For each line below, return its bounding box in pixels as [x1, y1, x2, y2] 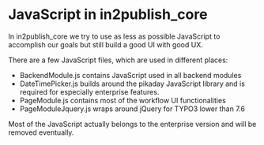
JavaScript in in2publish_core [8, 6, 208, 24]
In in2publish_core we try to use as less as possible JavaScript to [8, 32, 221, 41]
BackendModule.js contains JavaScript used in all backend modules [19, 70, 242, 80]
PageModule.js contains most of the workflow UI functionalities [19, 95, 227, 105]
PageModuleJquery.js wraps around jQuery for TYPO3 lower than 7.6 [19, 104, 245, 113]
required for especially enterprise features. [19, 87, 160, 96]
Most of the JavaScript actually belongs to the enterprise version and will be [8, 119, 257, 128]
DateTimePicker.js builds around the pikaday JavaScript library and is [19, 79, 245, 88]
